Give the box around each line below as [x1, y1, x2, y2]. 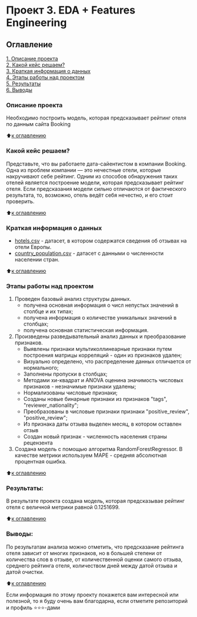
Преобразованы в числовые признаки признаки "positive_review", [23, 408, 190, 415]
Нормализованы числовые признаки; [23, 389, 118, 396]
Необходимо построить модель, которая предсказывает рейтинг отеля [6, 114, 186, 121]
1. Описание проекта [6, 55, 58, 62]
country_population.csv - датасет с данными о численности [14, 250, 164, 257]
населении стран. [14, 256, 60, 263]
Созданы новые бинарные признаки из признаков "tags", [23, 396, 168, 403]
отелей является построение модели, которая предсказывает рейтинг [6, 179, 184, 186]
